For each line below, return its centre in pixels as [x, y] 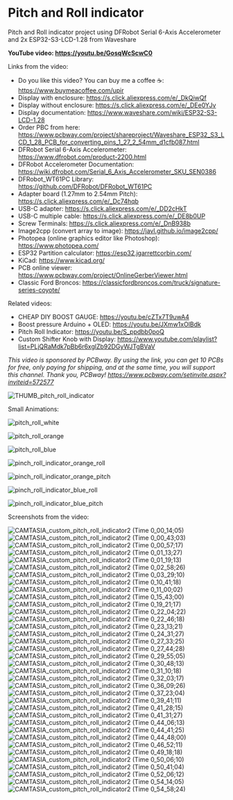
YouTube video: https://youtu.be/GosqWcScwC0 [80, 53]
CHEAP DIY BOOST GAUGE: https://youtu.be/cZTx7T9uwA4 [104, 317]
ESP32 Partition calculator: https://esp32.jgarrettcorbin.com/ [105, 253]
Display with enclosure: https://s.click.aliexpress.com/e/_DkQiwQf [112, 97]
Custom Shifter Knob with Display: [67, 339]
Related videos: [30, 303]
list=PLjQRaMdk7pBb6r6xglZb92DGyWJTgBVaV [86, 346]
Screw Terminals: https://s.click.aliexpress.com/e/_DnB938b [104, 223]
